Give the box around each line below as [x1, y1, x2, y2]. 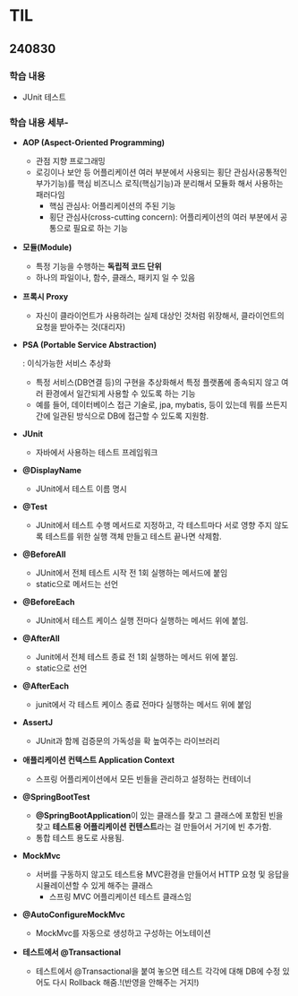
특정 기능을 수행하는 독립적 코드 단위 [35, 261, 163, 272]
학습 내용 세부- [9, 116, 69, 128]
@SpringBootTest [21, 792, 90, 802]
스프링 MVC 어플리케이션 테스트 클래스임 [48, 891, 192, 902]
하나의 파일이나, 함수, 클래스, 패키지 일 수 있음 [35, 273, 195, 283]
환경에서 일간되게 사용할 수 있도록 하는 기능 [45, 388, 196, 399]
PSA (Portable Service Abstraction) [21, 340, 158, 351]
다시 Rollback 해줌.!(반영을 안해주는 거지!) [52, 977, 200, 988]
